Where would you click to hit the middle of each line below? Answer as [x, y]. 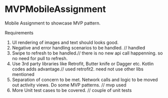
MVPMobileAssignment [55, 9]
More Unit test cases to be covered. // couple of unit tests [72, 90]
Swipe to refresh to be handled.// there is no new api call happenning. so [87, 53]
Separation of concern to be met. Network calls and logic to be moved [85, 79]
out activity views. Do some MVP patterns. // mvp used [69, 85]
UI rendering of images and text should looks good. [65, 42]
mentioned [23, 74]
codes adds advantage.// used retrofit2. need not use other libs [78, 69]
